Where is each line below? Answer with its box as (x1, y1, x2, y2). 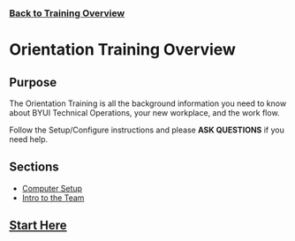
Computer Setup (21, 183, 82, 193)
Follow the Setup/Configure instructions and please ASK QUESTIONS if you (9, 124, 284, 135)
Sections (9, 160, 59, 175)
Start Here (9, 218, 68, 233)
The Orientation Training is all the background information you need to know (9, 98, 287, 109)
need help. (9, 133, 49, 144)
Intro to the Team (21, 192, 85, 203)
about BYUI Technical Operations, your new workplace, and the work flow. (9, 107, 280, 117)
